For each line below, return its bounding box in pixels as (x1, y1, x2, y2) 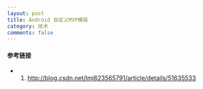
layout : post (7, 10, 45, 17)
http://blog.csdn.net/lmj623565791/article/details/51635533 (27, 74, 197, 82)
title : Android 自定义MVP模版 (7, 16, 88, 23)
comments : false (7, 29, 53, 36)
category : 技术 (7, 23, 49, 29)
